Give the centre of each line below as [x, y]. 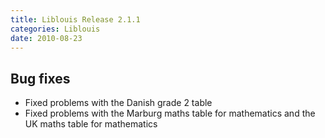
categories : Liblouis [55, 29]
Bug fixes [40, 78]
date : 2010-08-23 [46, 38]
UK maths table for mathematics [91, 124]
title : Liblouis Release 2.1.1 [75, 19]
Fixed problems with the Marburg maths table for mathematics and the [170, 113]
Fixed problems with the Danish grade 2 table [118, 103]
